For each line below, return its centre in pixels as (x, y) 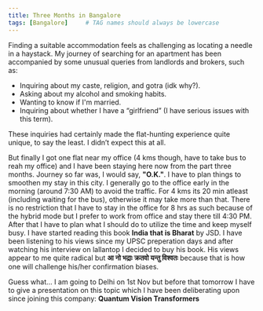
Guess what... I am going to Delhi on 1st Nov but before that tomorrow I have (131, 282)
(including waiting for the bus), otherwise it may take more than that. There (129, 199)
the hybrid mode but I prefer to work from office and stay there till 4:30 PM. (130, 216)
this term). (36, 119)
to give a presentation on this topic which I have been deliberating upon (124, 290)
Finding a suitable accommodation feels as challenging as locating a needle (130, 45)
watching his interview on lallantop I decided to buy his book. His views (124, 249)
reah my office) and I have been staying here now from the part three (120, 166)
